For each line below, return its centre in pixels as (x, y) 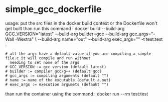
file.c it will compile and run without (48, 58)
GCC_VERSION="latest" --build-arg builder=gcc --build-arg (67, 34)
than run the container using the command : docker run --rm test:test (77, 93)
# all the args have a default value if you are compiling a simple (78, 54)
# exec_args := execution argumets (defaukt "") (57, 84)
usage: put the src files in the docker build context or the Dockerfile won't (81, 23)
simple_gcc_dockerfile (53, 9)
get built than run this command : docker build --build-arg (65, 28)
